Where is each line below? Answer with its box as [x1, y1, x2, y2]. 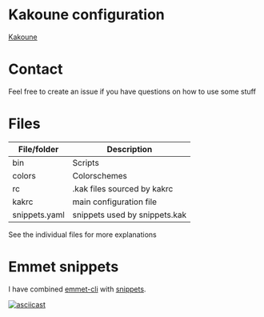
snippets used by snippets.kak [72, 209, 186, 220]
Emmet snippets [8, 258, 119, 275]
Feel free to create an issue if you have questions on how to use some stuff [8, 86, 256, 96]
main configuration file [72, 196, 158, 207]
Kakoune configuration [8, 6, 166, 24]
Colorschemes [72, 170, 128, 181]
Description [106, 143, 153, 154]
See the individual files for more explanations [8, 230, 158, 239]
